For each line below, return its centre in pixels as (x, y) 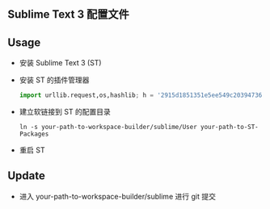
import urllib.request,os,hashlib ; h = (86, 95)
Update (27, 176)
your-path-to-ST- (230, 127)
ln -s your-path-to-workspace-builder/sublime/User (108, 127)
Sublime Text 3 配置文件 (69, 15)
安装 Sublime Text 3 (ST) (60, 63)
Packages (34, 134)
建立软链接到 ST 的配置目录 (65, 112)
